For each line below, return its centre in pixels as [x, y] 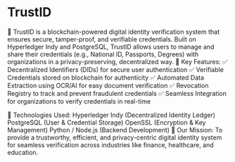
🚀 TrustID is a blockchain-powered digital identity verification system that [114, 32]
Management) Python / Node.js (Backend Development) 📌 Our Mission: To [115, 130]
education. [23, 152]
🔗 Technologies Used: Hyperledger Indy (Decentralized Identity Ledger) [112, 115]
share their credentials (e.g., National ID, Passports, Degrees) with [103, 54]
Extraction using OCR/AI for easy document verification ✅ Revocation [108, 85]
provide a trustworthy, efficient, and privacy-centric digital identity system [115, 137]
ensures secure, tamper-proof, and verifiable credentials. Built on [102, 39]
